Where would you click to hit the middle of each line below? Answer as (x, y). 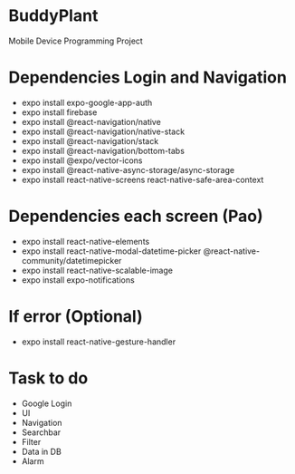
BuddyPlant (53, 16)
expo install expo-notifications (78, 280)
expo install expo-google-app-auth (87, 102)
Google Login (47, 403)
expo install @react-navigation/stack (90, 140)
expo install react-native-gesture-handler (99, 342)
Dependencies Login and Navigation (147, 77)
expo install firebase (59, 112)
